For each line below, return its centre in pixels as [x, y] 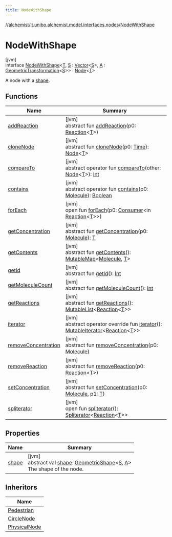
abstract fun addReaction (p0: [101, 126]
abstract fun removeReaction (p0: [105, 367]
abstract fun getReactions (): [99, 303]
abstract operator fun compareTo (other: [113, 168]
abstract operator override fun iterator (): [114, 324]
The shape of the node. [56, 469]
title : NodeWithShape [28, 10]
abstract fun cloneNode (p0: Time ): [107, 147]
